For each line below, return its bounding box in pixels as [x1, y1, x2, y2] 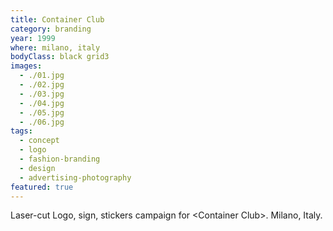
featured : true [10, 182, 74, 192]
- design [19, 163, 56, 173]
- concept [19, 136, 60, 146]
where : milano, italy [10, 42, 101, 53]
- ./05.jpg [19, 107, 65, 118]
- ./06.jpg [19, 117, 65, 127]
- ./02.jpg [19, 80, 65, 90]
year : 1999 [10, 33, 56, 43]
